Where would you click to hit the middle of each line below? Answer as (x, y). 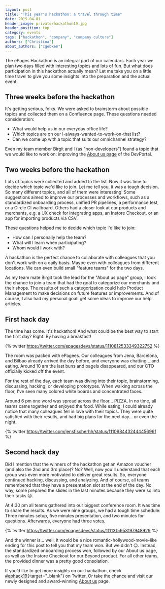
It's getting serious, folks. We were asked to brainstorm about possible (77, 109)
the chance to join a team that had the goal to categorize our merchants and (82, 283)
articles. (13, 304)
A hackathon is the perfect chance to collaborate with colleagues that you (80, 258)
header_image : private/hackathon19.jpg (46, 23)
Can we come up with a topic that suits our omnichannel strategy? (79, 139)
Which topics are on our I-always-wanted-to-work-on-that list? (76, 134)
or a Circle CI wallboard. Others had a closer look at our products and (76, 208)
